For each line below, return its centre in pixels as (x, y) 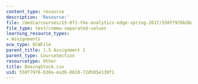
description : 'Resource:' (38, 17)
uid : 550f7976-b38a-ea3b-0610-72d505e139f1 (60, 72)
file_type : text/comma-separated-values (57, 28)
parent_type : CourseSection (41, 56)
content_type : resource (35, 12)
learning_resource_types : (38, 34)
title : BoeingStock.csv (35, 67)
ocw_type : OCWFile (29, 45)
